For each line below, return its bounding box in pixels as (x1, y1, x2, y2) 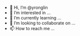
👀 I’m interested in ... (9, 10, 51, 16)
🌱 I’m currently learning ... (9, 15, 62, 20)
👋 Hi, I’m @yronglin (9, 5, 48, 10)
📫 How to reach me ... (9, 26, 55, 31)
